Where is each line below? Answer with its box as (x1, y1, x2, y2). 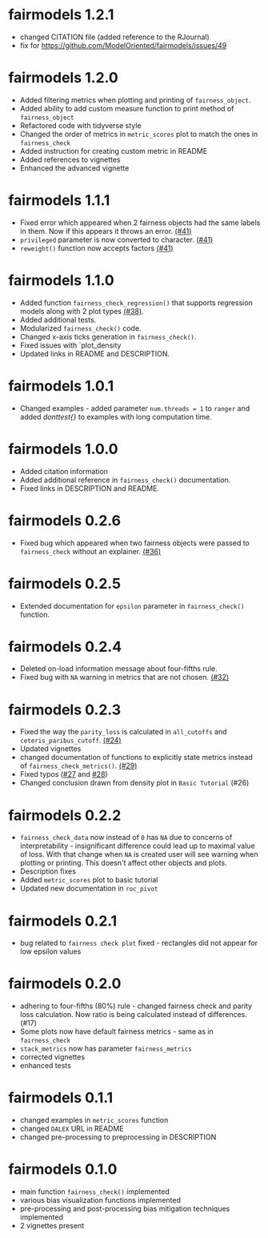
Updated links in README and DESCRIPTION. (19, 348, 170, 358)
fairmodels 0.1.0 (8, 1160, 118, 1179)
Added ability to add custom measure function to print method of (19, 103, 234, 113)
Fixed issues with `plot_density (19, 340, 122, 350)
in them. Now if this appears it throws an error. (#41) (19, 226, 192, 235)
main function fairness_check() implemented (19, 1187, 170, 1196)
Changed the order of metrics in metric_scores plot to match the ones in (19, 129, 258, 139)
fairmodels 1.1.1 (8, 191, 110, 210)
